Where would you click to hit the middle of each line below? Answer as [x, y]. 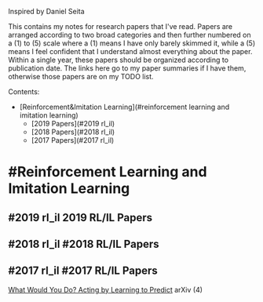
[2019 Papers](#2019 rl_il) [73, 124]
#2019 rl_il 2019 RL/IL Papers [80, 218]
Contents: [24, 92]
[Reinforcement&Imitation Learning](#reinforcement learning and [124, 107]
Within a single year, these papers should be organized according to [119, 60]
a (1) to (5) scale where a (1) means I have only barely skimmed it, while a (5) [132, 43]
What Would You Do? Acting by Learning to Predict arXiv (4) [105, 289]
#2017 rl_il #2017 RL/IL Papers [83, 271]
